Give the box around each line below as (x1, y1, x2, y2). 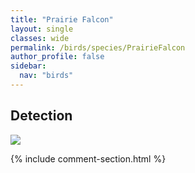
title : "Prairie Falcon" (10, 14, 114, 25)
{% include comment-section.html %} (10, 152, 167, 165)
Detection (10, 107, 73, 125)
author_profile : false (10, 52, 105, 62)
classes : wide (10, 33, 70, 43)
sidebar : (10, 61, 47, 71)
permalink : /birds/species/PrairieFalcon (10, 42, 186, 53)
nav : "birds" (19, 71, 74, 81)
